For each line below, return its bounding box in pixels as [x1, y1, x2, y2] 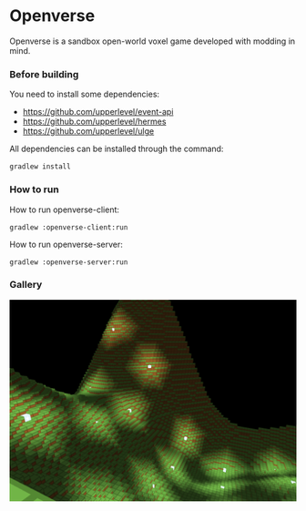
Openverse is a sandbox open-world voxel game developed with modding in [9, 36, 296, 46]
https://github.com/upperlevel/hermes [22, 116, 167, 128]
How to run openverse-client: [9, 204, 120, 215]
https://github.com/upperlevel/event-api [22, 107, 174, 118]
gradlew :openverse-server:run [9, 257, 128, 267]
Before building [9, 67, 79, 80]
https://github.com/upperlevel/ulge [22, 126, 155, 137]
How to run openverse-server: [9, 239, 123, 250]
